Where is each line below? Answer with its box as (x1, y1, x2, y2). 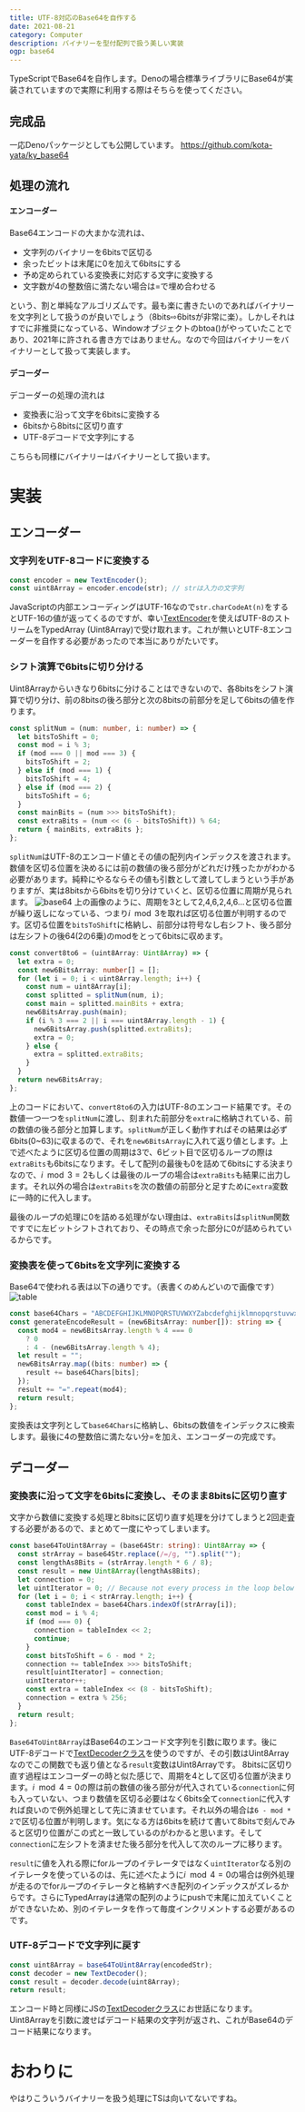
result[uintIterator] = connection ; (25, 1668, 165, 1677)
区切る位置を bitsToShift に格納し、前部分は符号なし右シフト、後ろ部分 (24, 919, 292, 930)
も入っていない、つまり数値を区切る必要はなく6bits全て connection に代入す (9, 1792, 291, 1803)
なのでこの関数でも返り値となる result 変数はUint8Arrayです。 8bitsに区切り (9, 1759, 293, 1770)
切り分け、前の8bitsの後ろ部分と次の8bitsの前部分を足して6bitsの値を (25, 694, 288, 705)
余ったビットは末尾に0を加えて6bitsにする (22, 258, 182, 269)
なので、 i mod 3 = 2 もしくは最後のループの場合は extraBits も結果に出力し (9, 1169, 291, 1180)
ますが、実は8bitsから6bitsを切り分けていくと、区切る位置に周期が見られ (16, 884, 293, 895)
